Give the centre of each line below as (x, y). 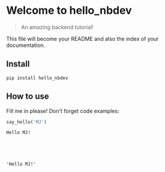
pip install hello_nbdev (37, 78)
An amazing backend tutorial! (57, 27)
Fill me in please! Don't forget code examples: (63, 111)
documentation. (26, 45)
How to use (28, 97)
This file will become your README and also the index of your (82, 38)
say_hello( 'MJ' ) (26, 122)
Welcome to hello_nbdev (69, 11)
